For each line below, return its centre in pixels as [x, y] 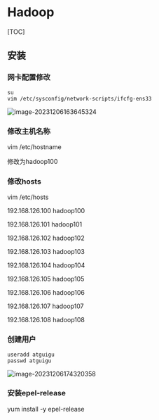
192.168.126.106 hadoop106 [46, 293]
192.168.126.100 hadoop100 [46, 211]
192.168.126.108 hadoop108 [46, 320]
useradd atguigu [31, 355]
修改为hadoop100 [33, 161]
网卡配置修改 [29, 77]
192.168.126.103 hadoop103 [46, 252]
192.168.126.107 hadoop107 [46, 306]
